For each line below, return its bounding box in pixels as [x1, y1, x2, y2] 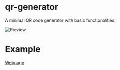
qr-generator [5, 1, 59, 13]
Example [5, 44, 41, 55]
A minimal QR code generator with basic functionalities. [5, 17, 116, 23]
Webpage [5, 59, 25, 65]
